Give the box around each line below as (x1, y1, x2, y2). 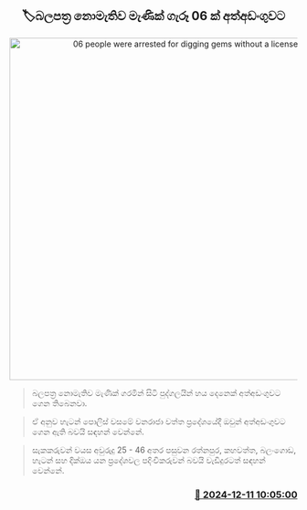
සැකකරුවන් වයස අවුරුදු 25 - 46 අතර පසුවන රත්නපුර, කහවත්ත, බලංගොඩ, (31, 444, 297, 455)
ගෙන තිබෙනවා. (31, 397, 88, 409)
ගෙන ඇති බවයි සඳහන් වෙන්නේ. (31, 426, 144, 437)
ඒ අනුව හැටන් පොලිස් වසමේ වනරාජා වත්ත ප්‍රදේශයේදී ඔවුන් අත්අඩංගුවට (31, 415, 286, 427)
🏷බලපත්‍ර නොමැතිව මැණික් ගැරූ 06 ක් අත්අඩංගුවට (21, 8, 286, 24)
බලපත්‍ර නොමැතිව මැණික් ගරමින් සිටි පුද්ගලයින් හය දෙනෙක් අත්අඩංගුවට (31, 387, 281, 398)
